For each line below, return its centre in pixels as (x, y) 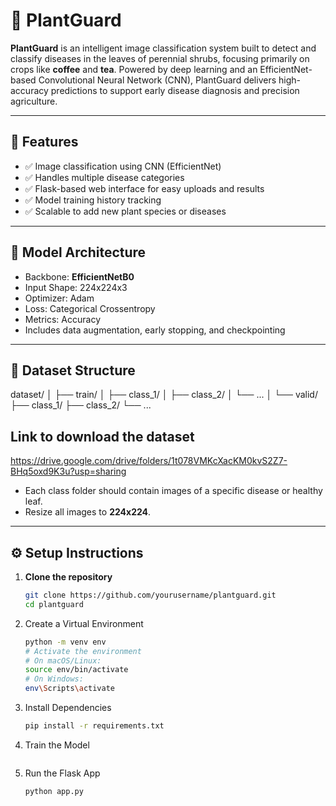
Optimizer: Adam (59, 298)
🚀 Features (44, 142)
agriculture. (34, 101)
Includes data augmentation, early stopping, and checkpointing (155, 330)
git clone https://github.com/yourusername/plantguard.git (150, 595)
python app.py (54, 791)
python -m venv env (65, 642)
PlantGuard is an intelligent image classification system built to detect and (163, 48)
